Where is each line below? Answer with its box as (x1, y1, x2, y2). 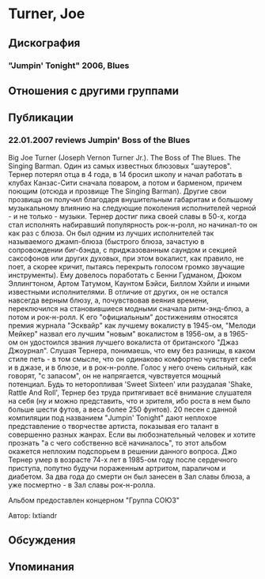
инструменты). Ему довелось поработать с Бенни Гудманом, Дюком (8, 270, 242, 280)
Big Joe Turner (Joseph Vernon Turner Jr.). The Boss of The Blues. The (8, 152, 241, 162)
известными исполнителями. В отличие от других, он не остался (8, 287, 229, 296)
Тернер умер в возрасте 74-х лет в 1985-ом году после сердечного (8, 455, 238, 464)
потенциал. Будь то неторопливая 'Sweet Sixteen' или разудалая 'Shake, (8, 379, 253, 389)
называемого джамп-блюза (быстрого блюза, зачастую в (8, 236, 205, 246)
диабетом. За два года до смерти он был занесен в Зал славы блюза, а (8, 472, 251, 481)
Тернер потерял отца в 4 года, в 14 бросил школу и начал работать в (8, 169, 243, 179)
